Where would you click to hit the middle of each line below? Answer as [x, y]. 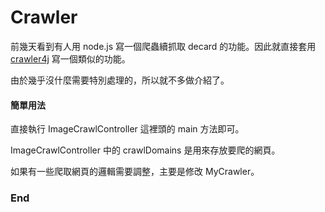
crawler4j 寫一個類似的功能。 [70, 58]
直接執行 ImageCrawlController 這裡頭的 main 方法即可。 [127, 129]
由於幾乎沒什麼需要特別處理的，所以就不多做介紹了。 [120, 80]
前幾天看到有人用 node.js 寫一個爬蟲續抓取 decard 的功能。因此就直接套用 [163, 46]
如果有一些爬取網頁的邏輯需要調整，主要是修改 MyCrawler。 [135, 172]
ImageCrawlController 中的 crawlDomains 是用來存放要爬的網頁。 [145, 150]
